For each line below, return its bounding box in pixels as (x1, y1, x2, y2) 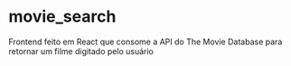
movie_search (8, 6, 117, 27)
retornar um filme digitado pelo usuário (8, 45, 155, 56)
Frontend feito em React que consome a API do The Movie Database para (8, 36, 283, 47)
